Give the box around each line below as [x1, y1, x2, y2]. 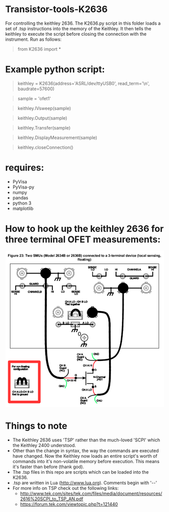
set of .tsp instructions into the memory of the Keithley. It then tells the [5, 25, 151, 31]
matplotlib [12, 205, 34, 211]
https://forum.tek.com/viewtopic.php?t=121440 [20, 501, 118, 507]
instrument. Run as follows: [5, 36, 62, 42]
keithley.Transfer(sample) [17, 124, 71, 131]
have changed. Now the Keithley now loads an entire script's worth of [12, 453, 157, 459]
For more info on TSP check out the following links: [12, 485, 119, 491]
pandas [12, 195, 29, 201]
